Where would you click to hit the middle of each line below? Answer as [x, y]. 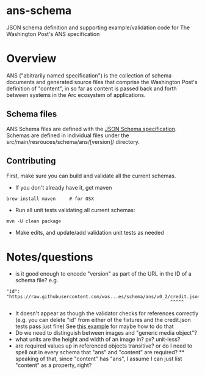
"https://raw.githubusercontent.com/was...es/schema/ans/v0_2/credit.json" [105, 297]
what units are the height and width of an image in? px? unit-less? [98, 340]
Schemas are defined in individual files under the [68, 135]
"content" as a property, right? [53, 365]
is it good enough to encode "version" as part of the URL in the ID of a [103, 274]
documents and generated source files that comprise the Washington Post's [102, 82]
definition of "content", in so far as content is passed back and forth [92, 88]
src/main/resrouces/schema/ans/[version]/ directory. [73, 141]
